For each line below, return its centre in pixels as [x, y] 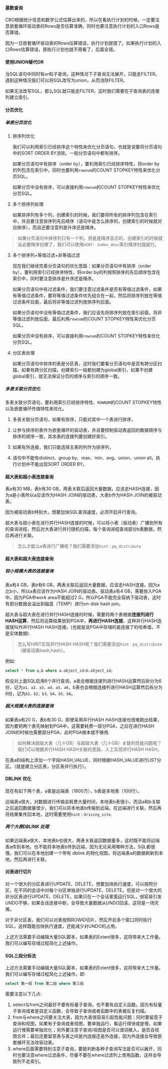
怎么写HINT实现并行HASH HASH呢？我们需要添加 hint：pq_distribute [90, 644]
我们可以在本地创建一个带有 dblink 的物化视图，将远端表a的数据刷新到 [86, 853]
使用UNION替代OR [25, 62]
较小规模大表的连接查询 [29, 571]
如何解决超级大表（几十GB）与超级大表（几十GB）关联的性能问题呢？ [90, 743]
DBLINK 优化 [18, 779]
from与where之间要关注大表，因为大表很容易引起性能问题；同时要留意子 [88, 1017]
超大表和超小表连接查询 [29, 477]
